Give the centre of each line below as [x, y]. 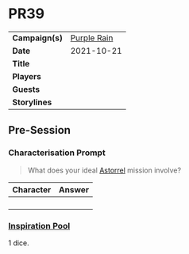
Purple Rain [92, 38]
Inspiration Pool [39, 226]
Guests [26, 89]
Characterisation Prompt [57, 153]
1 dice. [19, 243]
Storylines [32, 102]
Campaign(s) [38, 38]
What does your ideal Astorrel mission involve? [104, 170]
